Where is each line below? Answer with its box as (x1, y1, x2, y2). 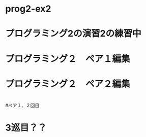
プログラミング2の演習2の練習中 (5, 28, 141, 40)
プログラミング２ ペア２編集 (5, 78, 131, 89)
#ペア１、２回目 (5, 102, 40, 108)
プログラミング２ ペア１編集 (5, 53, 131, 64)
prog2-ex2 (5, 3, 51, 15)
